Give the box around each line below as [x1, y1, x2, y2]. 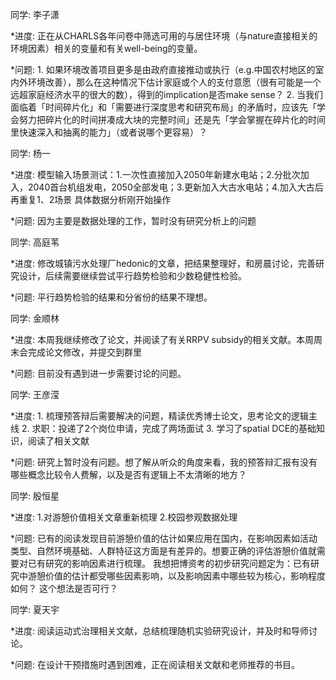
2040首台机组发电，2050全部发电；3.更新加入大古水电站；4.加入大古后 [27, 181, 324, 193]
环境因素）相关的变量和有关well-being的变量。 [10, 43, 203, 54]
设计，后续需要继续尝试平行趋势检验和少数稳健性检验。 [18, 270, 247, 282]
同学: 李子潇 [10, 9, 60, 20]
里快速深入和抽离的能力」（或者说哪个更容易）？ [10, 126, 208, 138]
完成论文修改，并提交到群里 [27, 346, 142, 358]
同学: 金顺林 [10, 313, 60, 324]
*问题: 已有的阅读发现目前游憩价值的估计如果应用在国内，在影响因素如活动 [10, 533, 318, 544]
